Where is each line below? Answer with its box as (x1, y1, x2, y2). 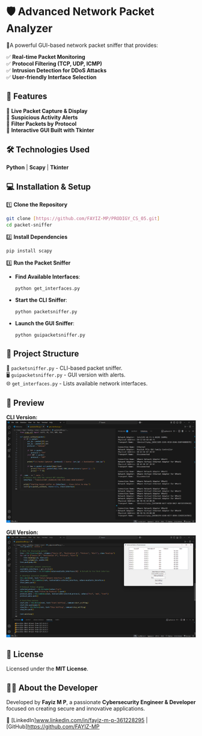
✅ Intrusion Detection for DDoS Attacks (6, 67, 107, 74)
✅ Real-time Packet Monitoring (6, 53, 85, 60)
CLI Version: (6, 414, 38, 421)
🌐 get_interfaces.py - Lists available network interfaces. (6, 380, 148, 387)
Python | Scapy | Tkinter (6, 164, 69, 171)
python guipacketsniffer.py (14, 332, 85, 338)
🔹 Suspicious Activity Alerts (6, 114, 78, 121)
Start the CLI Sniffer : (14, 296, 67, 304)
